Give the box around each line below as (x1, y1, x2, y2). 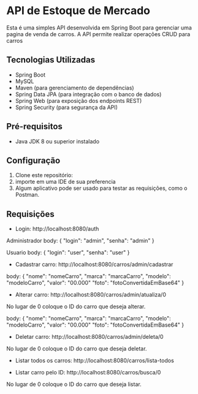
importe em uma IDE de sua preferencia (15, 178, 116, 186)
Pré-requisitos (6, 121, 63, 132)
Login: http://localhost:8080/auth (15, 225, 99, 233)
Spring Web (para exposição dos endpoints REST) (15, 97, 142, 104)
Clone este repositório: (15, 172, 74, 179)
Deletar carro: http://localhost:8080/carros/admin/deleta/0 (15, 333, 164, 341)
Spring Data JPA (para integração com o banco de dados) (15, 90, 162, 98)
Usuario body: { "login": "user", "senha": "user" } (6, 249, 130, 256)
